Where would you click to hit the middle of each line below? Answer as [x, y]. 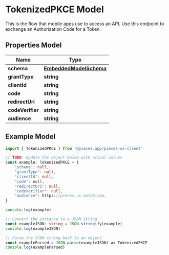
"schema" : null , [32, 167]
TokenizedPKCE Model [55, 9]
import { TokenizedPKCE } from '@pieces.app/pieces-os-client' [74, 148]
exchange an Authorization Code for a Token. [53, 29]
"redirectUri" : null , [37, 186]
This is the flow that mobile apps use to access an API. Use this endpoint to [85, 24]
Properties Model [34, 45]
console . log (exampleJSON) [33, 229]
